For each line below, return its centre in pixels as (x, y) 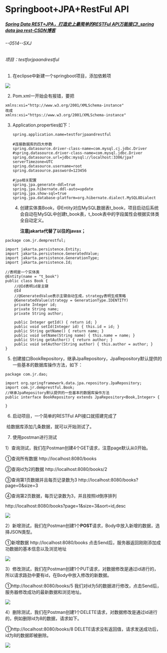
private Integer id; (35, 305)
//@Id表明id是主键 (31, 286)
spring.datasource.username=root (47, 167)
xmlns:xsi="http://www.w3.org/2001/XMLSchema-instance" (64, 106)
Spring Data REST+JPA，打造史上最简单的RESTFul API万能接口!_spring (79, 24)
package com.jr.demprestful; (35, 241)
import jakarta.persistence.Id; (39, 263)
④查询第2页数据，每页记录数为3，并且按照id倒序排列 (61, 496)
